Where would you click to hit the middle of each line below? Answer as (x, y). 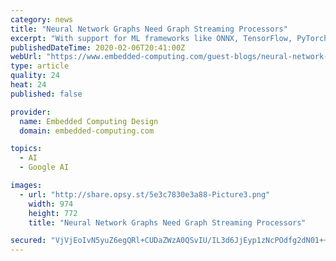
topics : (26, 149)
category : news (42, 19)
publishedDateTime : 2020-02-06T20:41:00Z (98, 47)
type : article (40, 66)
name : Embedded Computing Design (89, 121)
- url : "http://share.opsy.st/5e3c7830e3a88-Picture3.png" (145, 194)
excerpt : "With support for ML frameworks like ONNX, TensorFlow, (151, 38)
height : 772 (53, 213)
